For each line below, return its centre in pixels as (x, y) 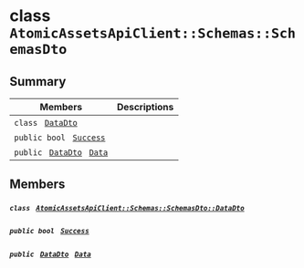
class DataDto (46, 123)
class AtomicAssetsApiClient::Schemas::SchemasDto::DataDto (127, 208)
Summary (38, 82)
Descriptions (146, 107)
